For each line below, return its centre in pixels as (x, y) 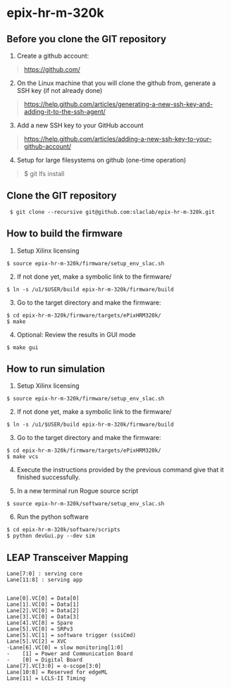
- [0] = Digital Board (44, 660)
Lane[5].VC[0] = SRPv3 (40, 629)
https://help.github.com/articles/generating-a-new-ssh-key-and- (118, 104)
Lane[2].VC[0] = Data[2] (43, 611)
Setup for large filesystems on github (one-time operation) (101, 160)
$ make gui (23, 347)
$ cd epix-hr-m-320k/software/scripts (63, 530)
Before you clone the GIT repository (87, 39)
